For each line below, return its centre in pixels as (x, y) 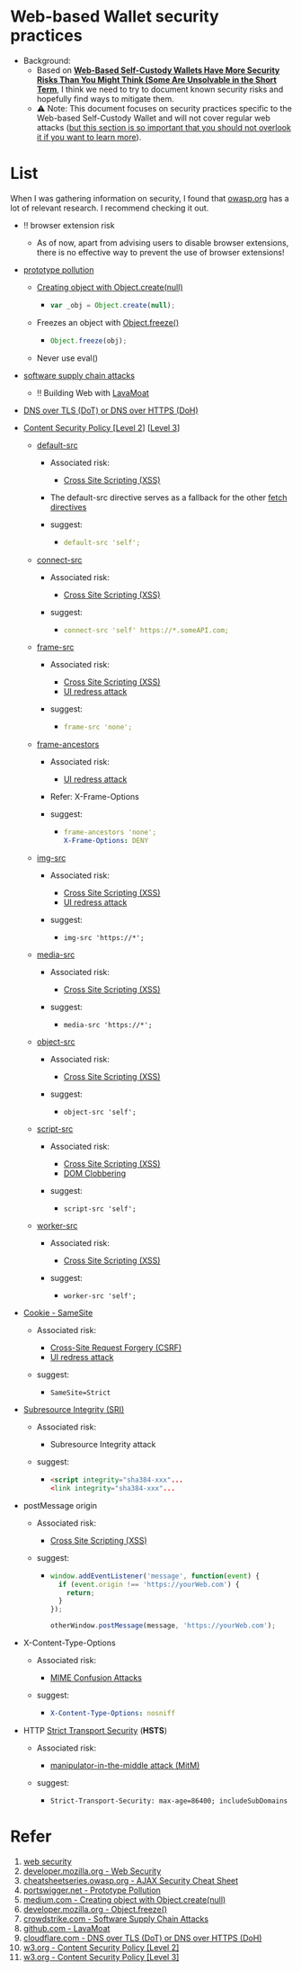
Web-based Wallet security (115, 17)
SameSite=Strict (80, 1393)
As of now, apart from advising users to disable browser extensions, (163, 242)
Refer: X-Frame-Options (95, 797)
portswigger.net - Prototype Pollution (92, 1890)
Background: (47, 60)
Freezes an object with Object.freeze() (108, 322)
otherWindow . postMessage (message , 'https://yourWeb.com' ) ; (163, 1626)
